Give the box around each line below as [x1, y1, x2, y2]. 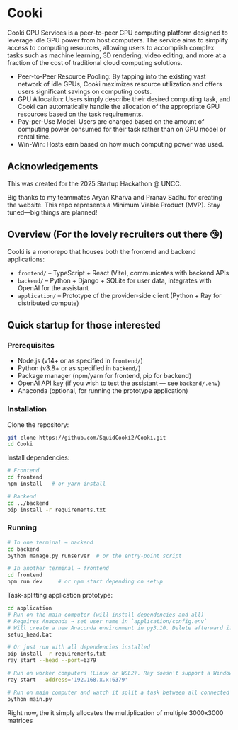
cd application [7, 605, 52, 612]
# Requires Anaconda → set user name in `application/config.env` [7, 617, 208, 625]
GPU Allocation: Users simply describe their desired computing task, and [17, 94, 231, 103]
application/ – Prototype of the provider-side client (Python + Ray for [17, 291, 222, 300]
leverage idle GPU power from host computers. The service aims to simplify [7, 35, 229, 44]
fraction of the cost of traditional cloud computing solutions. [7, 58, 183, 67]
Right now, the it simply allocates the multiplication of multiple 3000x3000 [7, 708, 224, 717]
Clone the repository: [7, 420, 69, 429]
